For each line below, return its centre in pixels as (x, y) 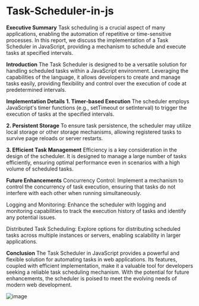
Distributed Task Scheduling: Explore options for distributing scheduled (93, 228)
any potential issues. (31, 217)
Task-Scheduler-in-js (60, 11)
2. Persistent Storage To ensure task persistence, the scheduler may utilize (99, 125)
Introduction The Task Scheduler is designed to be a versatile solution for (97, 64)
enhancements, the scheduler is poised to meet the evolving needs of (91, 278)
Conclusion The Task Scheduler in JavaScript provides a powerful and (93, 253)
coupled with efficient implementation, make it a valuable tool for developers (100, 265)
